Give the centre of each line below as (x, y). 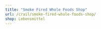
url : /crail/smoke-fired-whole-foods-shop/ (51, 14)
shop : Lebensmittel (25, 19)
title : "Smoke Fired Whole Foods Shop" (46, 10)
